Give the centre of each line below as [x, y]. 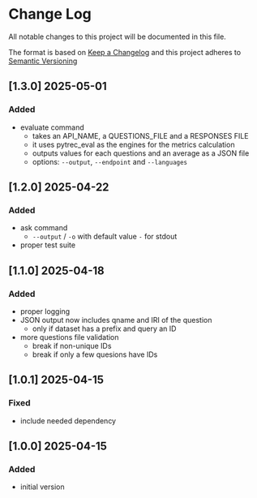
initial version [42, 487]
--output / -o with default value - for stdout [105, 237]
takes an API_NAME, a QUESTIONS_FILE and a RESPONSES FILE [140, 135]
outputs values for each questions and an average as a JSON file [141, 153]
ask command [44, 228]
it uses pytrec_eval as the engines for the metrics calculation [133, 144]
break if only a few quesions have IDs [95, 354]
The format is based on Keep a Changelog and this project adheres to [125, 52]
